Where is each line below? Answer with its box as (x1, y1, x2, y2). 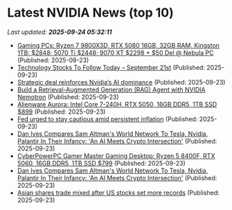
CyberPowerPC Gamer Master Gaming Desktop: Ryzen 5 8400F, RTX (17, 151, 215, 160)
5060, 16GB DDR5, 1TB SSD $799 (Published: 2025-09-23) (17, 159, 186, 167)
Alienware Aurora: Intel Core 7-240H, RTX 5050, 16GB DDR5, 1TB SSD (17, 100, 217, 108)
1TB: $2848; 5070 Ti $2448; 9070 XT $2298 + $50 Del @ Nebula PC (17, 49, 214, 57)
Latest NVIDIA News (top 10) (7, 5, 175, 21)
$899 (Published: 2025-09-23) (17, 107, 106, 116)
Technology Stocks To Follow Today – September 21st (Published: (17, 63, 206, 71)
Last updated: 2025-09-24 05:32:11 (7, 28, 112, 36)
